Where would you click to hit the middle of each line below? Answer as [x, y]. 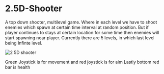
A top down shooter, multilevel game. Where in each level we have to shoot [81, 22]
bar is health [18, 67]
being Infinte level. [24, 43]
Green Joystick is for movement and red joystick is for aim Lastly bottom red [82, 62]
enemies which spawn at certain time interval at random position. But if [77, 27]
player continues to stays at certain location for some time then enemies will [82, 32]
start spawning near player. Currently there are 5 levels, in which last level [80, 38]
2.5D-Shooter [34, 9]
